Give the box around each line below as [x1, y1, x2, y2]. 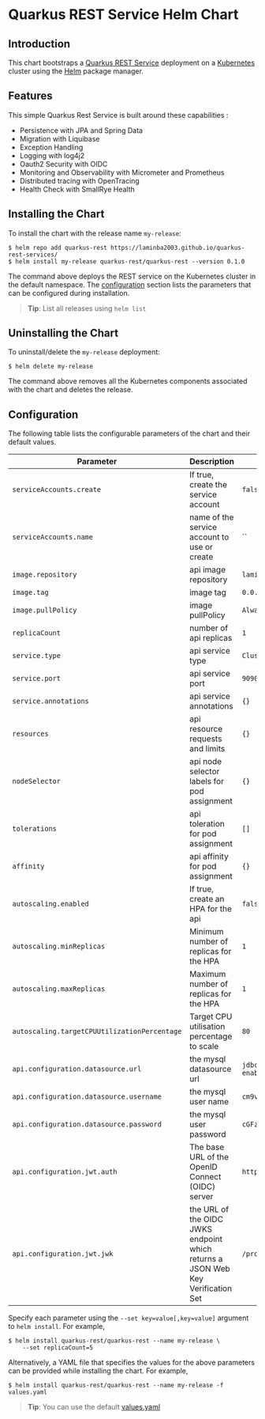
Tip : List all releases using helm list [27, 303, 147, 313]
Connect [188, 1171, 222, 1182]
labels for [188, 776, 225, 787]
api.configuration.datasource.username [12, 1092, 162, 1101]
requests [188, 733, 222, 744]
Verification [188, 1283, 233, 1294]
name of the [188, 512, 234, 523]
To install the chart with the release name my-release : [8, 228, 181, 238]
